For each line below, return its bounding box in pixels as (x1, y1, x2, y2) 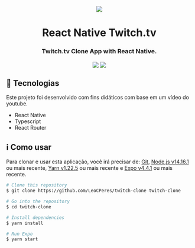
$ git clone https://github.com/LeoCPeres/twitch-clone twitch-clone (6, 188, 181, 194)
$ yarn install (6, 220, 44, 226)
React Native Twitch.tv (42, 26, 157, 40)
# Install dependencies (6, 214, 65, 221)
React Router (14, 124, 47, 131)
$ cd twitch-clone (6, 204, 51, 210)
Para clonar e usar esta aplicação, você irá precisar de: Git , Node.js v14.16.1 (6, 158, 189, 165)
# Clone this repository (6, 182, 67, 188)
